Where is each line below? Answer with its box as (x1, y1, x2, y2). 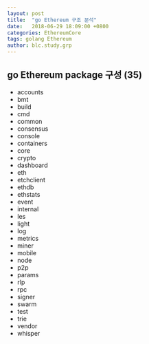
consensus (16, 125, 49, 133)
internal (16, 204, 39, 213)
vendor (16, 321, 38, 330)
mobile (16, 248, 36, 257)
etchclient (16, 175, 46, 184)
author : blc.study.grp (7, 42, 72, 49)
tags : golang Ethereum (7, 36, 72, 43)
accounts (16, 87, 44, 96)
